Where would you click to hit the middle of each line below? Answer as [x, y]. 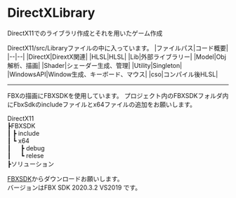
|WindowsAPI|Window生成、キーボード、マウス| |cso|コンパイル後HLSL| [113, 74]
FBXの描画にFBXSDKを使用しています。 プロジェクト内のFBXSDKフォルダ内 [118, 95]
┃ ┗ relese [26, 155]
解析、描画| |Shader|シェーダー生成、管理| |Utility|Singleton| [95, 65]
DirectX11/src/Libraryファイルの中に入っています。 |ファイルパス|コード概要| [118, 48]
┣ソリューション [31, 164]
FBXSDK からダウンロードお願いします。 [65, 178]
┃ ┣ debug [26, 148]
